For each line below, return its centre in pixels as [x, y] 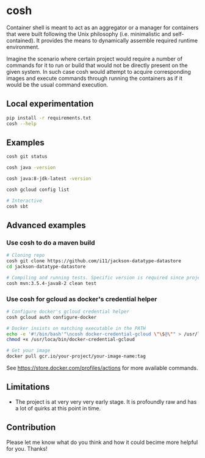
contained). [21, 40]
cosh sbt [17, 206]
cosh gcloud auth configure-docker [52, 317]
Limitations [28, 387]
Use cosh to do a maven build [51, 243]
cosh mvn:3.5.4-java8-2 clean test [52, 283]
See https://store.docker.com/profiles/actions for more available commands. [102, 368]
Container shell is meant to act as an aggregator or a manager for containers [103, 27]
